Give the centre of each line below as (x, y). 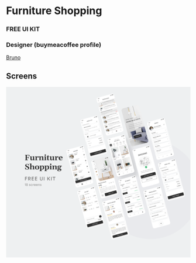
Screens (21, 76)
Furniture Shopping (54, 11)
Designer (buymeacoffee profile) (54, 45)
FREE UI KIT (23, 29)
